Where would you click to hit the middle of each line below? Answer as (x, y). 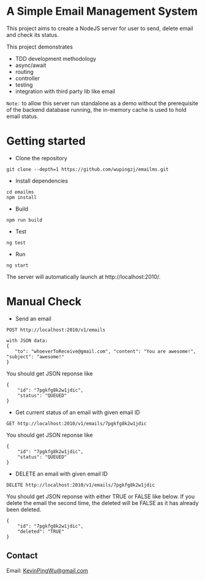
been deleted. (24, 509)
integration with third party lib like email (65, 91)
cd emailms (20, 192)
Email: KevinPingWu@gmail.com (47, 570)
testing (24, 85)
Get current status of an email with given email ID (77, 412)
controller (27, 78)
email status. (22, 116)
